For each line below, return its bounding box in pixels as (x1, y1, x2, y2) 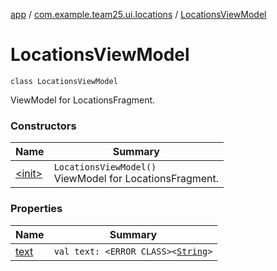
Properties (10, 202, 63, 216)
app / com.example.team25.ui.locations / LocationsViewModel (10, 9, 267, 20)
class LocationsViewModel (10, 76, 118, 86)
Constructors (10, 119, 77, 133)
